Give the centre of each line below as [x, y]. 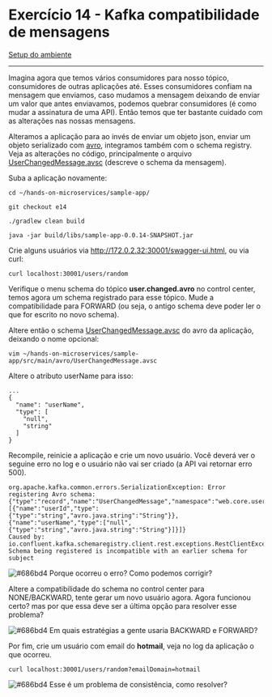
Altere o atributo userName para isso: [71, 376]
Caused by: [27, 537]
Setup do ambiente [40, 54]
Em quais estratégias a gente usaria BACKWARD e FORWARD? [154, 630]
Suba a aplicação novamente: [58, 178]
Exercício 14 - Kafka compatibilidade [134, 15]
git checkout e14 [38, 207]
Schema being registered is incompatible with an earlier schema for [128, 551]
